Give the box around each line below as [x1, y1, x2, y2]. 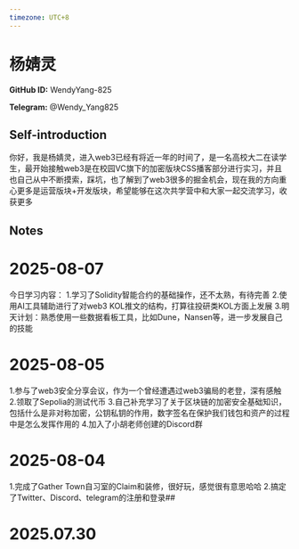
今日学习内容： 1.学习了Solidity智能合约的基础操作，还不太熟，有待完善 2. [9, 289, 280, 299]
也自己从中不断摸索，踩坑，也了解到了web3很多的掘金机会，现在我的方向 [9, 175, 279, 185]
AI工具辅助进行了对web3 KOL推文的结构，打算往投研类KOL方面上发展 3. [16, 300, 282, 311]
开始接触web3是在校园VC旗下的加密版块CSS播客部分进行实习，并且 [32, 163, 283, 174]
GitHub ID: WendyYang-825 [9, 84, 113, 94]
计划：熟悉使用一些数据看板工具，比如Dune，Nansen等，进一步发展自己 [16, 311, 283, 322]
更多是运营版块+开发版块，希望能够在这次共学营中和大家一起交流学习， [16, 185, 280, 196]
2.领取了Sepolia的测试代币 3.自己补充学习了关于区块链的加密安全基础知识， [9, 396, 287, 406]
